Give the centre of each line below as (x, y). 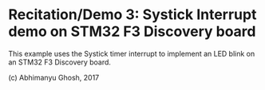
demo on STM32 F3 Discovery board (132, 31)
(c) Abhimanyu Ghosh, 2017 (54, 77)
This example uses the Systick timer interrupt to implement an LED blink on (132, 53)
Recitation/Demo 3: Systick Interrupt (132, 15)
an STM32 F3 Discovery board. (60, 62)
